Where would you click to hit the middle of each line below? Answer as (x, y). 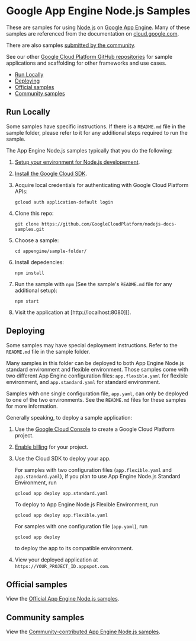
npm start (27, 301)
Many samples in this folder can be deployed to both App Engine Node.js (95, 363)
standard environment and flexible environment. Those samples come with (97, 369)
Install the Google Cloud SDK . (51, 173)
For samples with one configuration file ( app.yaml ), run (81, 526)
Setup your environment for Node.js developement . (77, 162)
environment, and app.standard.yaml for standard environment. (83, 382)
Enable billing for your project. (52, 447)
